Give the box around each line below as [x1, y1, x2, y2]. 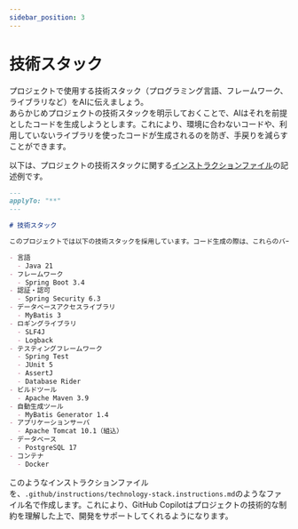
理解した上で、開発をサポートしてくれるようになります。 [24, 510, 233, 521]
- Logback [17, 335, 53, 345]
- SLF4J [17, 327, 46, 336]
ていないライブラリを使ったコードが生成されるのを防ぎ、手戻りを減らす [24, 130, 288, 140]
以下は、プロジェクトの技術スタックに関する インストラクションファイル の [9, 159, 281, 170]
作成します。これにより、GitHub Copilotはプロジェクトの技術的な [39, 499, 279, 509]
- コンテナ [9, 451, 44, 461]
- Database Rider [17, 377, 82, 387]
